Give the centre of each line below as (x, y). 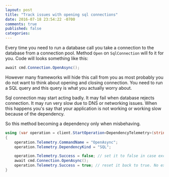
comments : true (21, 24)
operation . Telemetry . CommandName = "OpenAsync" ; (66, 142)
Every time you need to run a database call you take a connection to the (80, 48)
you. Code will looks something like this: (47, 58)
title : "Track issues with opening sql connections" (62, 15)
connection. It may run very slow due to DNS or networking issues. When (81, 103)
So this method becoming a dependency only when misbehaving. (73, 124)
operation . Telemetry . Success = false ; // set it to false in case (85, 156)
